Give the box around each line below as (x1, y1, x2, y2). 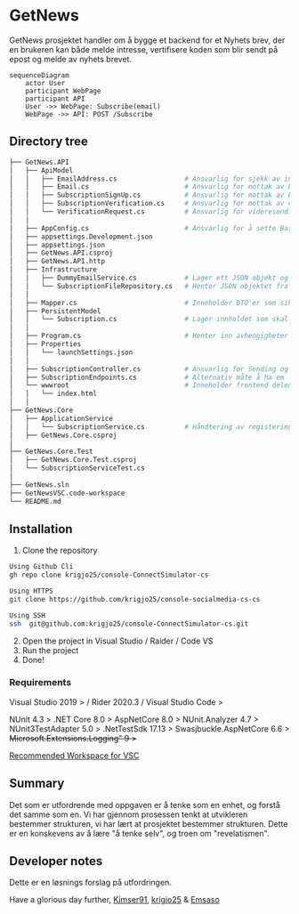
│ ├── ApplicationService (9, 414, 114, 423)
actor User (25, 78, 66, 87)
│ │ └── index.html (9, 389, 98, 399)
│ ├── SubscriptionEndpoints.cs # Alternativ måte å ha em (9, 373, 285, 382)
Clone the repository (21, 545, 98, 556)
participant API (25, 94, 86, 103)
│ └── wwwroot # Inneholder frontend (9, 381, 269, 390)
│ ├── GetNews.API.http (9, 257, 105, 266)
